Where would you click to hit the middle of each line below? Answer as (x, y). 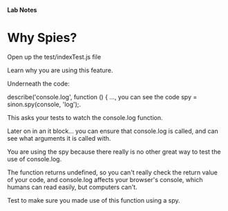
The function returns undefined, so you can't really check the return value (112, 172)
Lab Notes (22, 10)
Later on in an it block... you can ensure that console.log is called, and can (113, 131)
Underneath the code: (39, 83)
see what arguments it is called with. (59, 138)
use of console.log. (35, 159)
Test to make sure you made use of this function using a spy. (94, 200)
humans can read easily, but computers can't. (72, 187)
